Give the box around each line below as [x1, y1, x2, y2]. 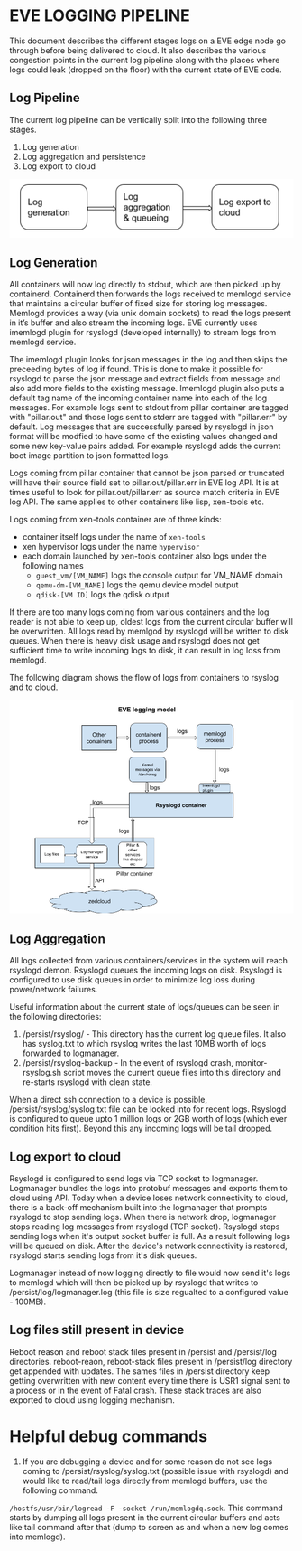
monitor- [235, 1057, 268, 1068]
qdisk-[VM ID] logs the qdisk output [35, 589, 169, 600]
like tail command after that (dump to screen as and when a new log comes [9, 1521, 288, 1532]
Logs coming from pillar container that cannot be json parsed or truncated [9, 467, 285, 479]
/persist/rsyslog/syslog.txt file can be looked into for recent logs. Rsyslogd [9, 1104, 287, 1114]
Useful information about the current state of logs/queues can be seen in [9, 1001, 281, 1012]
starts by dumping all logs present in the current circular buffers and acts [9, 1511, 281, 1523]
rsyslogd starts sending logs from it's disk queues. [9, 1249, 197, 1261]
